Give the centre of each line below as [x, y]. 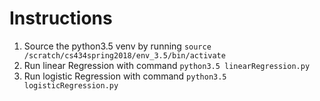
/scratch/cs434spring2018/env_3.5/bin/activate [124, 55]
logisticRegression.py [71, 85]
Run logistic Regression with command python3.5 [125, 76]
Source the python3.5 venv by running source [117, 46]
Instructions [61, 18]
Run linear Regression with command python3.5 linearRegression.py [167, 65]
